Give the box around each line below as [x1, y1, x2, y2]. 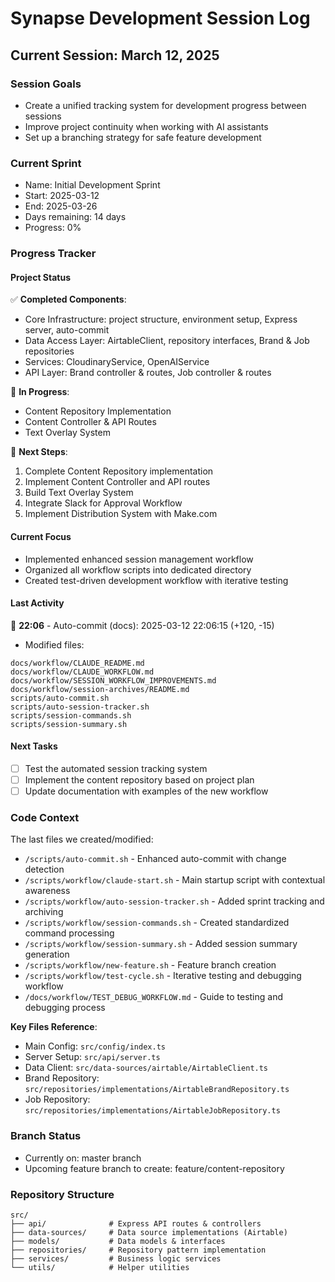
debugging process [24, 1002, 106, 1014]
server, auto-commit [24, 324, 110, 336]
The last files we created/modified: [10, 833, 154, 846]
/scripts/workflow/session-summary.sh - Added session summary [24, 938, 298, 950]
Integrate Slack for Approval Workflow [24, 497, 183, 509]
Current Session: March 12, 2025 [10, 47, 220, 64]
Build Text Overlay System [24, 487, 134, 499]
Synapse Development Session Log [10, 7, 311, 30]
